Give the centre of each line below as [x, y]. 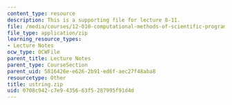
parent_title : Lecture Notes [49, 59]
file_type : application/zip [48, 33]
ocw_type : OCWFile [33, 52]
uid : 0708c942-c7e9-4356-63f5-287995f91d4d [71, 90]
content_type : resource [41, 13]
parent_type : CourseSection [48, 65]
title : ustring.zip [35, 84]
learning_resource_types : [44, 39]
